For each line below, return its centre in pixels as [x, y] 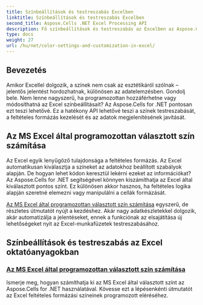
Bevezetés [27, 70]
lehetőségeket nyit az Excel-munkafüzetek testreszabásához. [83, 223]
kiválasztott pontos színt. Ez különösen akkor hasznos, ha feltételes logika [98, 186]
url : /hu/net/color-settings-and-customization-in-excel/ [81, 46]
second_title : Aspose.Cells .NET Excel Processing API [77, 23]
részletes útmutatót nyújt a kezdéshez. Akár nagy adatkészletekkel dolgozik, [101, 210]
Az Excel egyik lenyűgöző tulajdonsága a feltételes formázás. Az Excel [94, 160]
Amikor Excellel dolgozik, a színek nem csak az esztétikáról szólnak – [92, 85]
